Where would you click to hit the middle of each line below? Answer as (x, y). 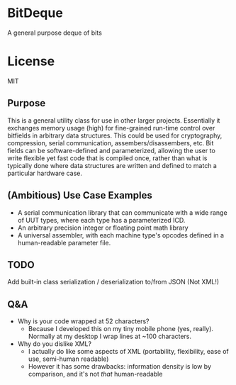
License (31, 61)
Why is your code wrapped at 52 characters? (83, 321)
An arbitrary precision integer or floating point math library (103, 228)
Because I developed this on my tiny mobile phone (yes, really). (121, 329)
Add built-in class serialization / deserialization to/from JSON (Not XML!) (113, 282)
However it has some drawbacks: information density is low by (119, 367)
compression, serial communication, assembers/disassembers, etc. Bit (111, 143)
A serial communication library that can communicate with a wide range (123, 212)
